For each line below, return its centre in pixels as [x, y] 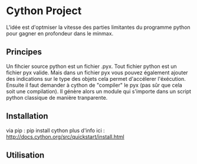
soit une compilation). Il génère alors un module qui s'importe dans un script [99, 91]
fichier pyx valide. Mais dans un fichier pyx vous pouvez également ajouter [97, 73]
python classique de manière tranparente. [57, 97]
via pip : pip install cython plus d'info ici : [55, 130]
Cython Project [44, 11]
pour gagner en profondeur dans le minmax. [60, 33]
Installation [27, 116]
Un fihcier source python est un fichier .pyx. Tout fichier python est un [91, 66]
